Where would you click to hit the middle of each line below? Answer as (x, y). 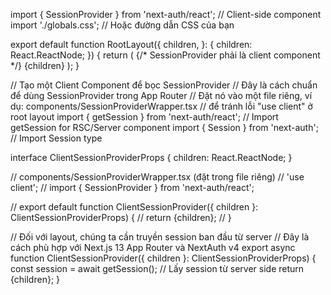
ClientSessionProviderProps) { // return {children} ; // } (121, 217)
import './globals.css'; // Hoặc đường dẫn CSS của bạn (122, 25)
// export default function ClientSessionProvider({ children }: (134, 207)
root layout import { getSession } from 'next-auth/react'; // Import (144, 117)
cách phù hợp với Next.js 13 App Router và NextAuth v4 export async (153, 247)
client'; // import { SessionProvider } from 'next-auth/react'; (132, 187)
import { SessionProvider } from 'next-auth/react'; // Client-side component (166, 14)
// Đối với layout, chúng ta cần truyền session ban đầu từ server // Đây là (160, 237)
